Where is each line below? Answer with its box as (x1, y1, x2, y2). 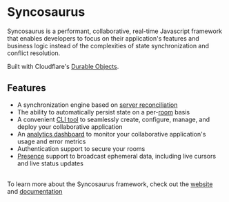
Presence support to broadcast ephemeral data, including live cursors (17, 152, 216, 160)
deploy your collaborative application (17, 122, 123, 131)
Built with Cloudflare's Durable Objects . (7, 62, 119, 70)
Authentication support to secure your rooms (17, 144, 146, 152)
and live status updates (17, 159, 84, 168)
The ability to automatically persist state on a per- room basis (17, 108, 190, 116)
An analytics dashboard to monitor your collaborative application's (17, 130, 206, 138)
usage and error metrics (17, 137, 86, 145)
